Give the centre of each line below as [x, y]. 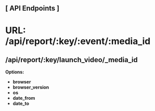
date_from [24, 98]
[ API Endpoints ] [32, 8]
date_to [21, 103]
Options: [15, 72]
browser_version [31, 87]
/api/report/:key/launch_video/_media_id [71, 60]
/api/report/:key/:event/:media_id [78, 41]
